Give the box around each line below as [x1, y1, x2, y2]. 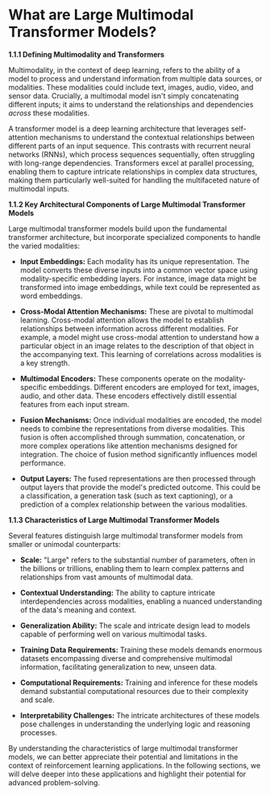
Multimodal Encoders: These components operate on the [19, 373, 213, 383]
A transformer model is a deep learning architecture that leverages [8, 124, 230, 133]
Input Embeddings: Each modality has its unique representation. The [19, 256, 250, 266]
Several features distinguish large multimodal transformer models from [8, 531, 243, 541]
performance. [19, 458, 66, 468]
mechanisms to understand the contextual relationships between [39, 132, 255, 142]
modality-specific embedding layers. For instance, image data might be [19, 273, 257, 284]
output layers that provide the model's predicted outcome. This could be [19, 482, 261, 492]
